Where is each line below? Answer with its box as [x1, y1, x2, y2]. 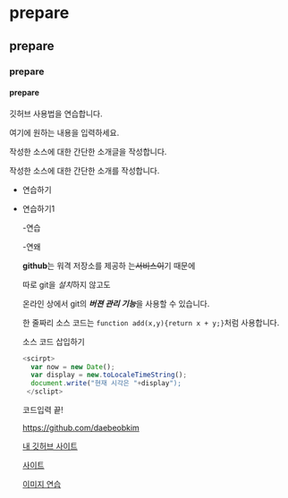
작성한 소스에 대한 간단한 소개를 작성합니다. [9, 165, 160, 176]
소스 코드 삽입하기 [21, 336, 85, 347]
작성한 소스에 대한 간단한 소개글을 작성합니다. [9, 146, 167, 156]
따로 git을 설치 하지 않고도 [21, 279, 111, 290]
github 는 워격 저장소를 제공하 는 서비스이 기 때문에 [21, 260, 196, 271]
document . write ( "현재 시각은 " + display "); [30, 379, 182, 388]
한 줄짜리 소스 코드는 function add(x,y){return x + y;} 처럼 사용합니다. [21, 317, 280, 328]
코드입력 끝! [21, 405, 64, 416]
